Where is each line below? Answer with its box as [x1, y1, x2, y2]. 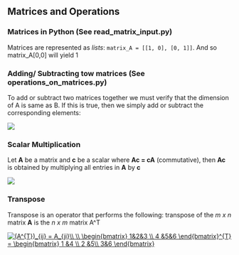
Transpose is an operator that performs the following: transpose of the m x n [7, 210, 232, 219]
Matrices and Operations [7, 6, 120, 18]
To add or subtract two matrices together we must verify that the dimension [7, 93, 230, 102]
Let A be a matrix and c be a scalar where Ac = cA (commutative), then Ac [7, 156, 226, 164]
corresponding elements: [7, 108, 81, 116]
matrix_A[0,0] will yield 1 [7, 50, 78, 59]
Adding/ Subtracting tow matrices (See [7, 68, 146, 78]
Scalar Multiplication [7, 139, 81, 149]
